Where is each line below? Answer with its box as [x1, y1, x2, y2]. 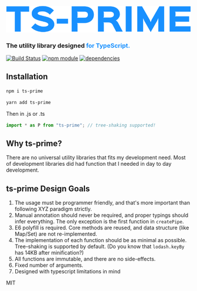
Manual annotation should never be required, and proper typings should [14, 212, 189, 219]
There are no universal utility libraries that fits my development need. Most [6, 154, 186, 161]
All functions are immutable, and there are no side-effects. [14, 256, 156, 262]
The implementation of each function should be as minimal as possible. [14, 237, 187, 243]
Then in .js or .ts [6, 110, 45, 117]
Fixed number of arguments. [14, 262, 84, 269]
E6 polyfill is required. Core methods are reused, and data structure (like [14, 224, 189, 231]
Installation [6, 72, 48, 82]
